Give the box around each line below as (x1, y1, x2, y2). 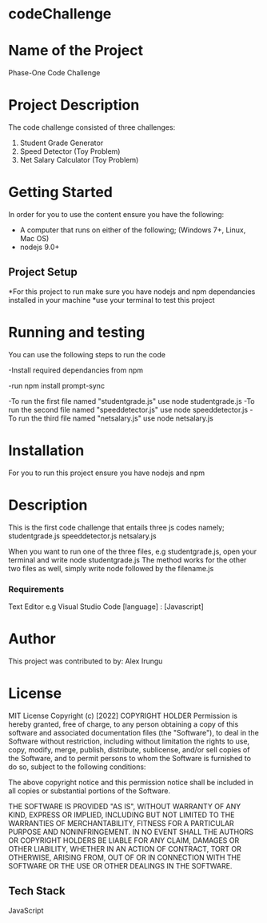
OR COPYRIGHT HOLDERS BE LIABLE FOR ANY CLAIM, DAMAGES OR (8, 835, 240, 845)
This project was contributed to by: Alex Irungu (8, 656, 163, 666)
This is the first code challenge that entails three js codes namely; (8, 522, 225, 532)
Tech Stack (8, 885, 66, 898)
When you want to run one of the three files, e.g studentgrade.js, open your (8, 546, 257, 556)
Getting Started (8, 183, 114, 201)
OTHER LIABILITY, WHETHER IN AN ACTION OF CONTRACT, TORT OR (8, 844, 241, 853)
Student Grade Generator (19, 138, 104, 148)
